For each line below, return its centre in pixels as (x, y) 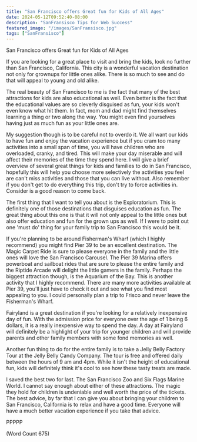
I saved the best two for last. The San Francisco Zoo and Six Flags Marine (95, 380)
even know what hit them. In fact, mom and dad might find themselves (91, 111)
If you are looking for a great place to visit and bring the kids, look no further (98, 62)
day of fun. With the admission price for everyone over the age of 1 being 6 (97, 319)
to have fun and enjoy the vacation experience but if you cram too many (93, 141)
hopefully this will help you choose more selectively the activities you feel (95, 172)
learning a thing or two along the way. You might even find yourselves (91, 117)
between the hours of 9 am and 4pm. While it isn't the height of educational (98, 362)
